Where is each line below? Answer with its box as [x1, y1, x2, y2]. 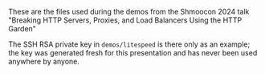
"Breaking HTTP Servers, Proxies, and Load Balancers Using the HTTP [8, 15, 243, 25]
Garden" [8, 24, 36, 33]
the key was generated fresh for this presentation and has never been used [8, 48, 258, 57]
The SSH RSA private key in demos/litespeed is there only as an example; [8, 39, 251, 49]
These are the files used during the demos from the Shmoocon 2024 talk [8, 7, 250, 16]
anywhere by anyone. [8, 56, 80, 66]
